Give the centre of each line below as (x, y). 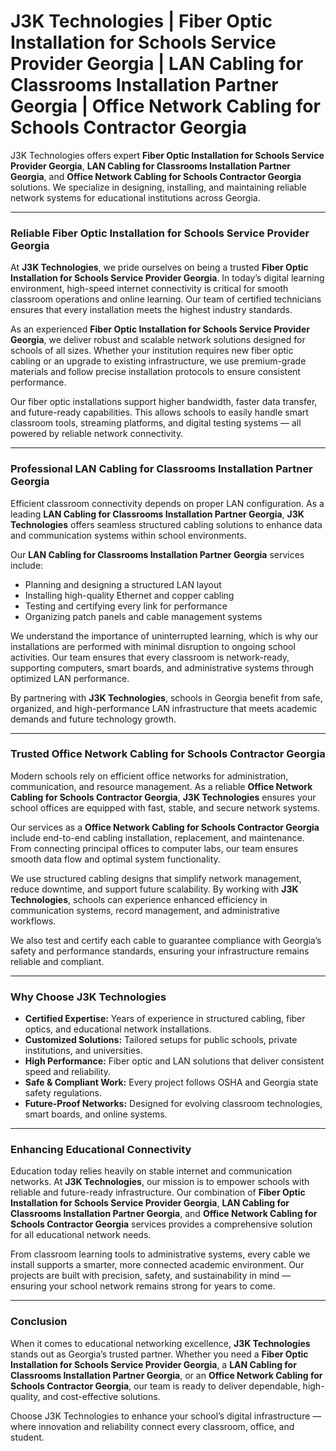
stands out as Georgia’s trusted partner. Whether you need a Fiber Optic (159, 1354)
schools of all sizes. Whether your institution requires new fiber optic (152, 351)
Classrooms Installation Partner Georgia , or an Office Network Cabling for (166, 1375)
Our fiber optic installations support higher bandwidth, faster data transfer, (164, 402)
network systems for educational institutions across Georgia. (135, 197)
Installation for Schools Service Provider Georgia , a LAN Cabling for (153, 1364)
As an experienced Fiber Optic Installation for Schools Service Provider (160, 329)
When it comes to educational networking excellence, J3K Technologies (160, 1343)
